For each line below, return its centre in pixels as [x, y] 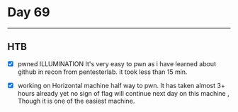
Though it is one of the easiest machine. [76, 101]
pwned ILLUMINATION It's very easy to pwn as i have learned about [117, 63]
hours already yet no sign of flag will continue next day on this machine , [123, 93]
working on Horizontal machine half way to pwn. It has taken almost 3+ [121, 85]
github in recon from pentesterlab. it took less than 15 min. [102, 72]
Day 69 [29, 12]
